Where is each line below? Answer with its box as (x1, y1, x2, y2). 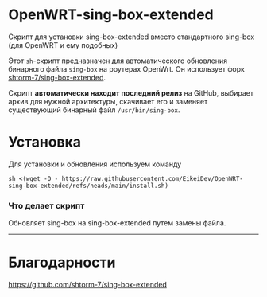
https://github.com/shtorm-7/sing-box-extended (8, 280, 167, 290)
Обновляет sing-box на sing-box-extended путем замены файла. (8, 218, 226, 228)
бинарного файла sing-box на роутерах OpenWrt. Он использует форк (8, 64, 245, 73)
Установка (8, 133, 82, 151)
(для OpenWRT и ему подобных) (8, 40, 118, 49)
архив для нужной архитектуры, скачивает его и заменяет (8, 96, 208, 106)
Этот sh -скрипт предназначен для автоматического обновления (8, 56, 228, 65)
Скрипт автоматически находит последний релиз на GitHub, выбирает (8, 88, 254, 97)
